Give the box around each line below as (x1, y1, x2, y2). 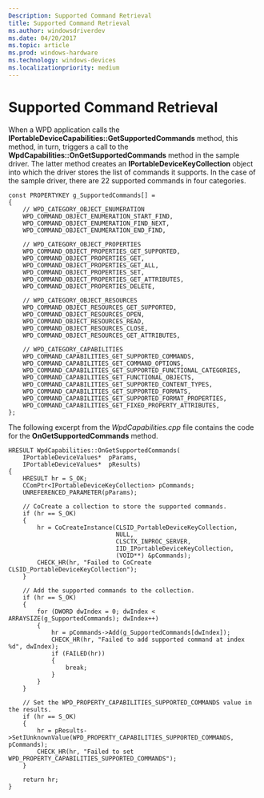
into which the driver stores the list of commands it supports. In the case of (8, 167, 256, 177)
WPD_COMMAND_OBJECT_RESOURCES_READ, (22, 317, 146, 325)
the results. (8, 705, 52, 713)
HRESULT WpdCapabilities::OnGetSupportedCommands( (8, 446, 181, 455)
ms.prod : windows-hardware (8, 49, 98, 57)
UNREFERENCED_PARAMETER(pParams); (22, 488, 138, 496)
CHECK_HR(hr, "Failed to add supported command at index (50, 636, 246, 644)
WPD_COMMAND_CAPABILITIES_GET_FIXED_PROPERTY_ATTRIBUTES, (22, 401, 220, 409)
